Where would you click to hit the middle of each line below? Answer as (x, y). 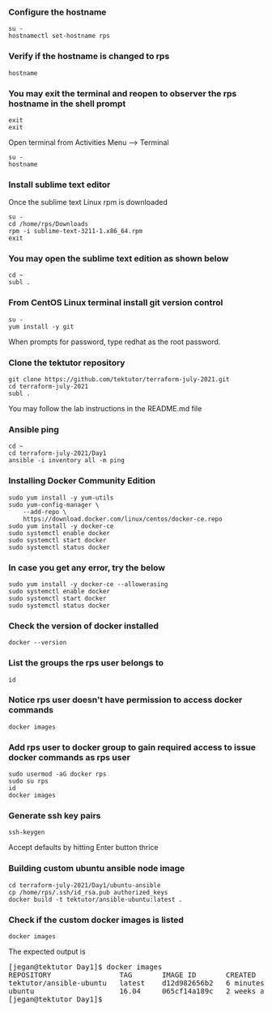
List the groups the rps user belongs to (86, 663)
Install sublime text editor (59, 185)
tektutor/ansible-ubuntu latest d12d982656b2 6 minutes (136, 983)
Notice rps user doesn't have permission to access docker (125, 700)
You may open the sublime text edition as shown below (119, 259)
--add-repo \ (45, 512)
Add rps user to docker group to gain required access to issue (132, 747)
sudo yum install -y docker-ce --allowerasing (88, 584)
